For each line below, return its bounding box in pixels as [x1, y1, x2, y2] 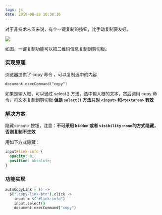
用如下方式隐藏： [5, 139, 40, 145]
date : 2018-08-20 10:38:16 [5, 12, 61, 17]
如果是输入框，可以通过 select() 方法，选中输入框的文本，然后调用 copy [5, 90, 152, 96]
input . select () [14, 201, 46, 206]
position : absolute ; [9, 158, 52, 163]
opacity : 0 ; [9, 154, 35, 159]
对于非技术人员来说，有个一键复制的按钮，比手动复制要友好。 [5, 26, 131, 32]
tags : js [5, 7, 23, 12]
